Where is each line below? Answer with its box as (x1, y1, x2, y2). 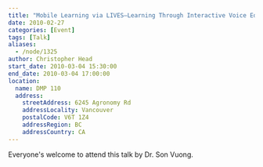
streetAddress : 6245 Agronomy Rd (22, 99, 131, 107)
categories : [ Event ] (8, 26, 76, 34)
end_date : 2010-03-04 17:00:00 (8, 70, 110, 78)
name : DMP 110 (15, 84, 61, 93)
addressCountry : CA (22, 128, 86, 136)
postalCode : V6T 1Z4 (22, 114, 89, 122)
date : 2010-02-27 (8, 19, 65, 27)
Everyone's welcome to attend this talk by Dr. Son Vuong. (8, 150, 193, 159)
